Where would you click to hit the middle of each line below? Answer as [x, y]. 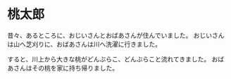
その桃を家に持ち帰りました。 [75, 68]
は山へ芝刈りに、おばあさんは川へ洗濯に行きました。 [85, 44]
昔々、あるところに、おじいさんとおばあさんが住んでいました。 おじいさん [116, 35]
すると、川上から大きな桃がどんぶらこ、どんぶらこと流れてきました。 [109, 59]
